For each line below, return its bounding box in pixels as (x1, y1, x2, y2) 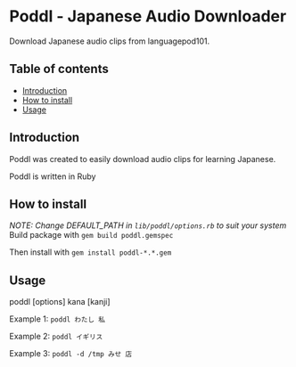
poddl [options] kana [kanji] (9, 297, 111, 307)
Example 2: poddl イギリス (9, 331, 103, 342)
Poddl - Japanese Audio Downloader (9, 6, 287, 27)
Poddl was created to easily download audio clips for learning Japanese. (9, 153, 276, 164)
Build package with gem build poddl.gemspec (9, 230, 174, 241)
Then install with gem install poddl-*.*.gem (9, 247, 172, 257)
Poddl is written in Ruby (9, 171, 96, 182)
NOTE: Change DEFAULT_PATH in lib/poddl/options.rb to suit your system (9, 220, 287, 231)
